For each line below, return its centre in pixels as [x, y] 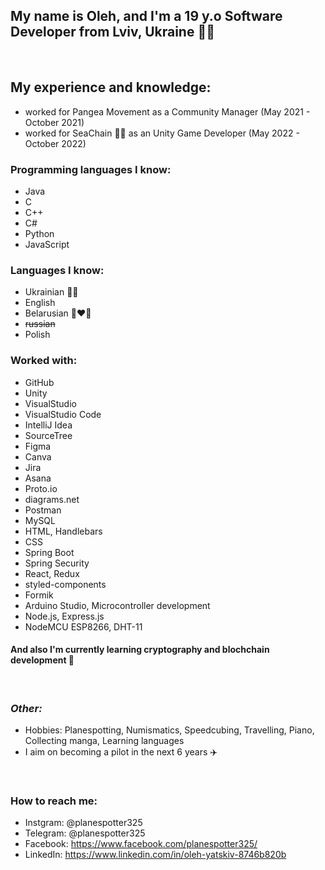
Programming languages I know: [91, 169]
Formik [39, 595]
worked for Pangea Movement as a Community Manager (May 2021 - [167, 111]
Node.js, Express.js [64, 616]
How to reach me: [54, 801]
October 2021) [54, 122]
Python [39, 233]
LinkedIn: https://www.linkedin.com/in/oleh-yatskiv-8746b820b [155, 855]
